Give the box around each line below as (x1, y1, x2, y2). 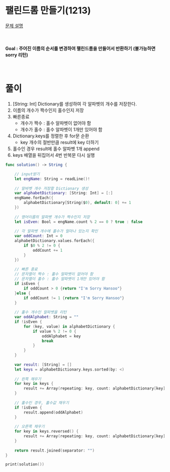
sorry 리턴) (5, 52, 28, 58)
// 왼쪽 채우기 (14, 376, 41, 382)
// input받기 (14, 171, 40, 177)
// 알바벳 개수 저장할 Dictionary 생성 (14, 186, 88, 191)
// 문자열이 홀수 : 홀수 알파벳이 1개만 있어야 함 (14, 276, 105, 282)
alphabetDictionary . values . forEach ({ (14, 238, 95, 243)
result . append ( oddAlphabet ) (23, 409, 83, 415)
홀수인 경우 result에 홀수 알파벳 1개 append (12, 146, 100, 152)
